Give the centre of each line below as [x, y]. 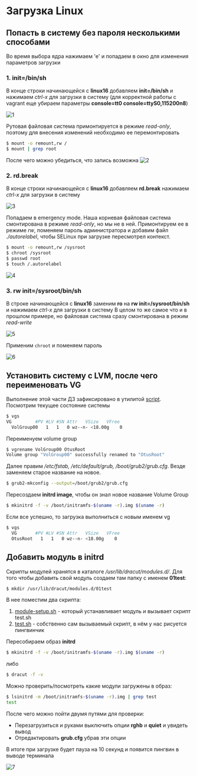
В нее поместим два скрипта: [44, 600]
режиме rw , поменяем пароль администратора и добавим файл [87, 230]
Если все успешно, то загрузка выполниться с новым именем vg [88, 517]
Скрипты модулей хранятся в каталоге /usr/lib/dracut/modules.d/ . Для [94, 571]
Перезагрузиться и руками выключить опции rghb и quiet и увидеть [101, 725]
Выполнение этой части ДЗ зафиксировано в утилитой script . [84, 399]
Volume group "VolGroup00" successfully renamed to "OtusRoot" [86, 455]
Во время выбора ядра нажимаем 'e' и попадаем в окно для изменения [97, 56]
